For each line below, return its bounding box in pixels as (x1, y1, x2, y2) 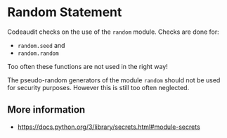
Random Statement (7, 4, 122, 20)
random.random (17, 50, 59, 57)
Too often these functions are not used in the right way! (7, 62, 169, 70)
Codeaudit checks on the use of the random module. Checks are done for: (7, 27, 219, 36)
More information (7, 103, 86, 116)
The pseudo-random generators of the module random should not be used (7, 75, 221, 84)
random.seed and (17, 41, 65, 49)
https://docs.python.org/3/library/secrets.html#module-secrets (17, 123, 200, 131)
